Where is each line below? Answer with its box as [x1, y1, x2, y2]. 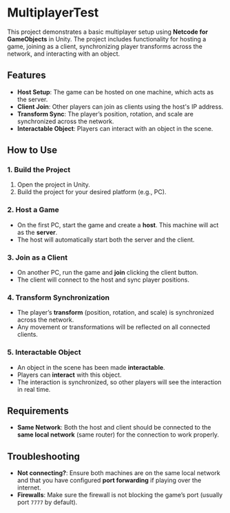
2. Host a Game [7, 205, 60, 215]
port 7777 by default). [17, 498, 78, 507]
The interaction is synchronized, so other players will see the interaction [17, 377, 222, 386]
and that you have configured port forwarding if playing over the [17, 477, 202, 485]
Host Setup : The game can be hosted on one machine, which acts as [17, 87, 214, 96]
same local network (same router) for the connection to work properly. [17, 430, 219, 439]
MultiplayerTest [7, 5, 99, 21]
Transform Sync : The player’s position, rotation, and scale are [17, 109, 194, 118]
